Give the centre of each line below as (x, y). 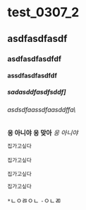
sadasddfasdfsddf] (37, 92)
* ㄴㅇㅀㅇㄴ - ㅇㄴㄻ (34, 201)
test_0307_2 (43, 12)
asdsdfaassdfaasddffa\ (42, 110)
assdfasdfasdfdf (32, 76)
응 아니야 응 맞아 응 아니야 (43, 133)
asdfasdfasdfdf (35, 59)
